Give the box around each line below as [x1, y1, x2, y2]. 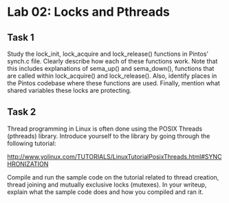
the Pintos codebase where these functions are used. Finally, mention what [7, 79, 220, 87]
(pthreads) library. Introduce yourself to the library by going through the [7, 131, 210, 140]
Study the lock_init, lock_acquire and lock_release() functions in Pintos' [7, 50, 209, 58]
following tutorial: [7, 139, 56, 147]
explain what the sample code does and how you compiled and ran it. [7, 187, 204, 196]
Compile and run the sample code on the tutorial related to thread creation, [7, 173, 219, 181]
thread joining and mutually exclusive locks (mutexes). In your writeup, [7, 180, 207, 189]
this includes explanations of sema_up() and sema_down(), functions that [7, 65, 215, 72]
